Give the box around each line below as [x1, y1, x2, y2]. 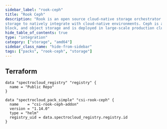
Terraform [5, 67, 37, 75]
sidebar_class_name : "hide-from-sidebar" [5, 44, 92, 49]
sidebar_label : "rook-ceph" [5, 7, 64, 12]
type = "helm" [9, 111, 39, 116]
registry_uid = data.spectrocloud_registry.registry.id [9, 115, 128, 120]
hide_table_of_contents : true [5, 30, 68, 35]
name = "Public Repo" [9, 85, 55, 90]
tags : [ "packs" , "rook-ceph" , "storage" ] [5, 49, 92, 54]
